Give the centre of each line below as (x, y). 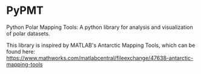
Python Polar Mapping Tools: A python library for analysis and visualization (100, 27)
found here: (21, 51)
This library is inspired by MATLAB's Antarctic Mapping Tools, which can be (101, 45)
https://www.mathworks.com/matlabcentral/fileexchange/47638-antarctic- (100, 58)
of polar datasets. (28, 33)
